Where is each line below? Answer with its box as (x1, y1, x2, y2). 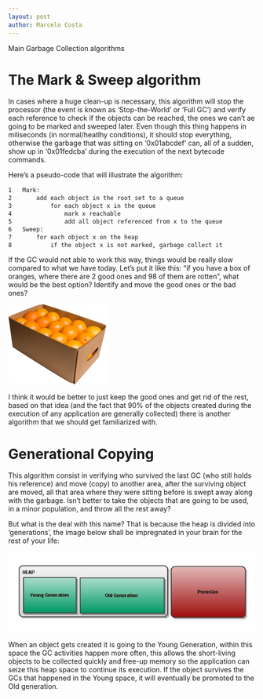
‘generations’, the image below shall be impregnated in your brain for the (8, 528, 243, 537)
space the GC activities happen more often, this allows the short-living (8, 648, 236, 657)
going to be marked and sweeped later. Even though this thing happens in (8, 122, 247, 131)
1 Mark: (8, 187, 41, 195)
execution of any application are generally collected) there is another (8, 409, 232, 419)
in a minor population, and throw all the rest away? (8, 504, 171, 514)
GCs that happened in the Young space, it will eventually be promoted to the (8, 673, 255, 683)
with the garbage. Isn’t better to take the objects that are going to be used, (8, 496, 249, 505)
